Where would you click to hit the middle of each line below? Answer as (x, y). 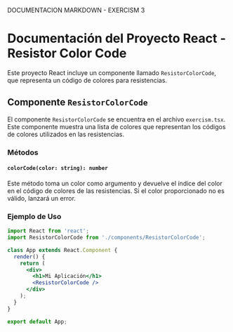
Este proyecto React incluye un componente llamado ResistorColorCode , (112, 72)
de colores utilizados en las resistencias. (66, 134)
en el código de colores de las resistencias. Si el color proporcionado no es (116, 191)
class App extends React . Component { (62, 250)
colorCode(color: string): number (58, 168)
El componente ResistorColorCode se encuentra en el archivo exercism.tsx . (116, 119)
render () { (29, 257)
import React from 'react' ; (48, 231)
